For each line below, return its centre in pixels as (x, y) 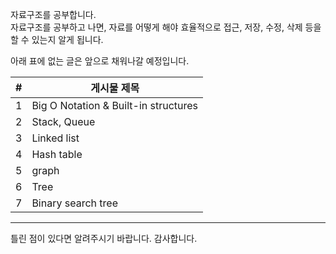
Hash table (57, 154)
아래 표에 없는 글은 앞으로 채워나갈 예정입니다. (100, 61)
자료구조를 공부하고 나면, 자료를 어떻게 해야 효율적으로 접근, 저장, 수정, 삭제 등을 (166, 27)
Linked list (55, 138)
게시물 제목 (115, 88)
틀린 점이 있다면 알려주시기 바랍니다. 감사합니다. (104, 238)
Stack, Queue (63, 121)
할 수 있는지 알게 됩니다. (57, 39)
